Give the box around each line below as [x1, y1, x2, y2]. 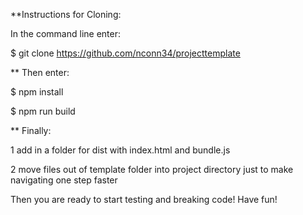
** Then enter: [10, 67, 70, 78]
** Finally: [10, 125, 52, 136]
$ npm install [10, 86, 64, 98]
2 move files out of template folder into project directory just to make [10, 164, 294, 175]
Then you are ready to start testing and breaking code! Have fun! [10, 194, 278, 205]
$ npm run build [10, 105, 76, 117]
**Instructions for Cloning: [10, 9, 122, 20]
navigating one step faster [10, 174, 118, 186]
